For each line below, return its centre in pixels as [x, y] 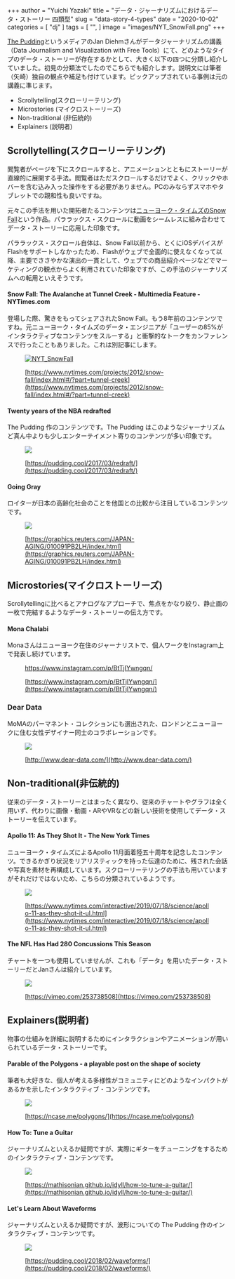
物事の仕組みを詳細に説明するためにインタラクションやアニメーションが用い [118, 1038]
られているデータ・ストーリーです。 [59, 1047]
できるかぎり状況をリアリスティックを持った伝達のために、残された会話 [123, 861]
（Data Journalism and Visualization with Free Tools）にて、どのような [110, 50]
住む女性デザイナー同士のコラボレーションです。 [90, 732]
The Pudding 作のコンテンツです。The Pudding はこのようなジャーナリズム [116, 428]
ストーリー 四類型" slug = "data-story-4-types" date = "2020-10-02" [119, 19]
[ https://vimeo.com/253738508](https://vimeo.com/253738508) [118, 996]
